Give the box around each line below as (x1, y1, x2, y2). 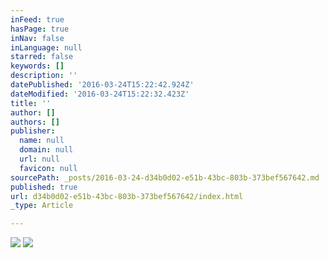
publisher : (10, 126, 56, 136)
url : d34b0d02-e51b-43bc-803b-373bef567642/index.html (10, 191, 244, 201)
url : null (19, 154, 60, 164)
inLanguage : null (10, 42, 83, 53)
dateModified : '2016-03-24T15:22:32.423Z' (10, 89, 190, 99)
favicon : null (19, 163, 78, 173)
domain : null (19, 145, 74, 155)
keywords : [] (10, 61, 65, 71)
